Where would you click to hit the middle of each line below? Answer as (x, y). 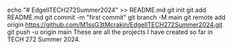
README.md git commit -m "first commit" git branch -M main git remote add (116, 17)
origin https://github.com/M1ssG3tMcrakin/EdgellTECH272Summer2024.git (115, 24)
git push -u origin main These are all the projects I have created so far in (110, 32)
